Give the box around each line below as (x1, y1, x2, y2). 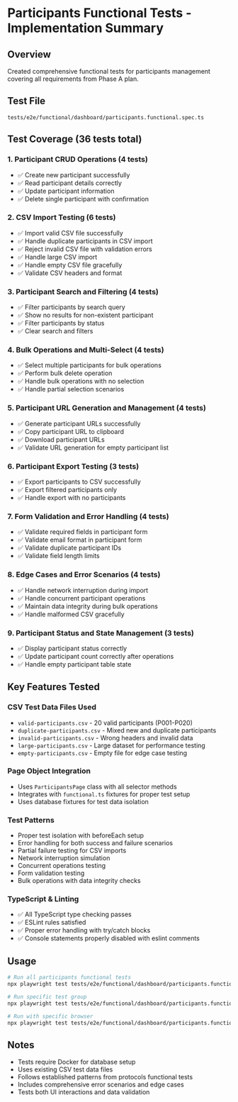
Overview (7, 48, 52, 60)
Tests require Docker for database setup (17, 1058, 136, 1067)
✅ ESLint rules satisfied (17, 918, 86, 927)
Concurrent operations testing (17, 862, 106, 870)
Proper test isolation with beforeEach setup (17, 831, 144, 840)
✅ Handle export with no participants (17, 493, 126, 501)
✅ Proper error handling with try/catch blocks (17, 926, 151, 935)
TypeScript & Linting (7, 894, 79, 904)
